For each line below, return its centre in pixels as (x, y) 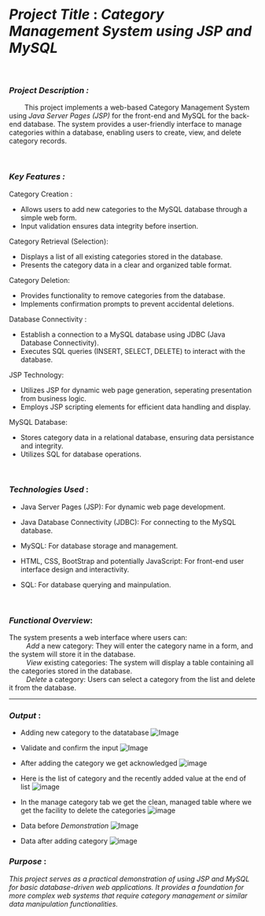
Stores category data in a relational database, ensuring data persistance (137, 437)
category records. (38, 141)
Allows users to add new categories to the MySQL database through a (134, 209)
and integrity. (42, 445)
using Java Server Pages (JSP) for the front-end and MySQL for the (119, 116)
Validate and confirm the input (69, 748)
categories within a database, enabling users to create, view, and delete (125, 132)
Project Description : (49, 90)
